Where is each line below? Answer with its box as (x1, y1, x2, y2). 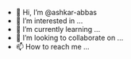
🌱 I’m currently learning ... (15, 25, 101, 33)
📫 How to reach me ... (15, 42, 90, 51)
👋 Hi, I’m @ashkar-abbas (15, 8, 98, 17)
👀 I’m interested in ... (15, 16, 83, 26)
